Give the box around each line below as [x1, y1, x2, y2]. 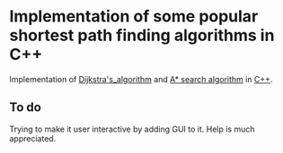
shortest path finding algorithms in [9, 25, 275, 46]
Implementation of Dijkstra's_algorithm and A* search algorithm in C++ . [9, 73, 273, 84]
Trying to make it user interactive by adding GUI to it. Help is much [9, 123, 255, 134]
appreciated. [9, 132, 57, 144]
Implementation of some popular [9, 6, 259, 27]
